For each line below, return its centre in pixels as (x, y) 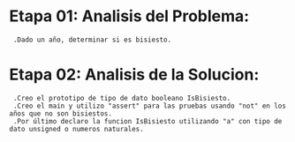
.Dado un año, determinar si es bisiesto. (92, 40)
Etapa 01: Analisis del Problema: (129, 16)
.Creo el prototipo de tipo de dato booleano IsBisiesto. (122, 98)
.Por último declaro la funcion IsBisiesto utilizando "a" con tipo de (147, 121)
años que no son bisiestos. (61, 113)
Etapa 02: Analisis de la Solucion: (134, 75)
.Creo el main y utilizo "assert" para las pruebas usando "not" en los (150, 106)
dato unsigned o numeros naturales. (76, 129)
